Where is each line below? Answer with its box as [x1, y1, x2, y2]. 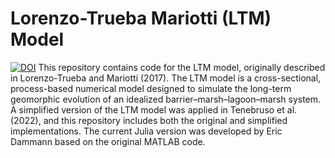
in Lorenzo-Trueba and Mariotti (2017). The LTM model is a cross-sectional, [10, 72, 322, 84]
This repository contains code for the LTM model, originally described [38, 61, 326, 73]
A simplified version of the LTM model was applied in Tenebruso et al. [10, 103, 298, 116]
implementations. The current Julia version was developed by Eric [10, 125, 283, 137]
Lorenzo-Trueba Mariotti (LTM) [10, 7, 272, 30]
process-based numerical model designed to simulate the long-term [10, 82, 292, 94]
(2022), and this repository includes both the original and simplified [10, 114, 288, 126]
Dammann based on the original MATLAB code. [10, 135, 206, 147]
